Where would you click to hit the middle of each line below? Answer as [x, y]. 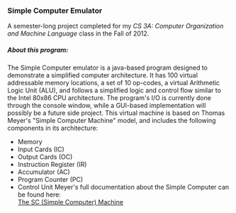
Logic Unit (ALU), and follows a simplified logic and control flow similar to [114, 90]
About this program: [38, 50]
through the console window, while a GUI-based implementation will [107, 106]
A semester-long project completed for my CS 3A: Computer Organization [116, 26]
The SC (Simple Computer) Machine [71, 202]
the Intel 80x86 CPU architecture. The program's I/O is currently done [109, 98]
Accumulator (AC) [44, 172]
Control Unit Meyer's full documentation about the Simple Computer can [123, 187]
